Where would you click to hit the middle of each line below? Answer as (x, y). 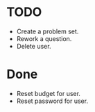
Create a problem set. (47, 31)
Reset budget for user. (49, 93)
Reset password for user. (52, 101)
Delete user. (34, 46)
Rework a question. (44, 38)
